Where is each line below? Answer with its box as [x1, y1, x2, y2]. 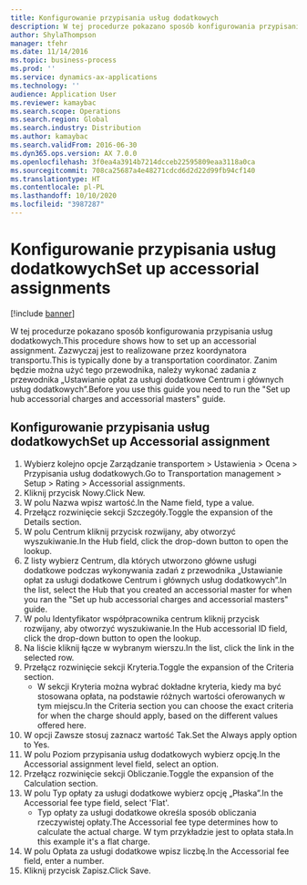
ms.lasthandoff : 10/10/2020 [10, 191, 118, 201]
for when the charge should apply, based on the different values [36, 710, 279, 721]
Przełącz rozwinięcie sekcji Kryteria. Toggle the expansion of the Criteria [23, 662, 294, 673]
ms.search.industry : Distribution [10, 124, 142, 133]
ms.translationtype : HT [10, 174, 101, 183]
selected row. [23, 652, 75, 663]
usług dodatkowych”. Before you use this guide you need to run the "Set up [10, 384, 291, 395]
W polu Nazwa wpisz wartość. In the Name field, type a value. [23, 497, 255, 508]
